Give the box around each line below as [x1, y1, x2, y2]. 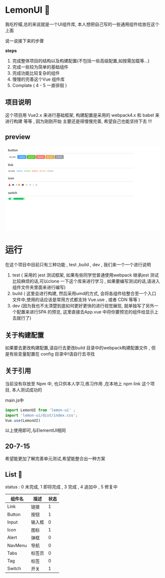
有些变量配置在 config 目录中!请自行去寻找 [9, 351, 95, 357]
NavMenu [7, 542, 27, 548]
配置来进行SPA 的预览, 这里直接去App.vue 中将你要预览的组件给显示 [16, 309, 155, 315]
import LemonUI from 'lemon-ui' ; [5, 408, 76, 413]
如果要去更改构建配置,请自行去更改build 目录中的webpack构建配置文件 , [5, 345, 151, 351]
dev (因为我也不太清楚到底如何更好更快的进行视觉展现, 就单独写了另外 [12, 303, 155, 309]
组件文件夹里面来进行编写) [12, 284, 66, 290]
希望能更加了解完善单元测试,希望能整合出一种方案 [5, 456, 106, 462]
